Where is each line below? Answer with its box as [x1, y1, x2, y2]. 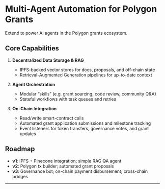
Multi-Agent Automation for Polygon [5, 3, 157, 15]
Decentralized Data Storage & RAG [12, 57, 84, 63]
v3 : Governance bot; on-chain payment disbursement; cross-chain [12, 168, 148, 174]
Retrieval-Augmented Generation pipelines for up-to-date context [19, 72, 152, 78]
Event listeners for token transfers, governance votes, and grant [19, 125, 149, 131]
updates [19, 131, 36, 137]
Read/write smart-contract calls [19, 115, 84, 121]
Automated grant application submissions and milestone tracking [19, 120, 151, 126]
